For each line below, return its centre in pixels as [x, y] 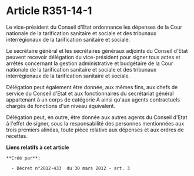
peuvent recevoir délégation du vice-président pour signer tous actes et [93, 57]
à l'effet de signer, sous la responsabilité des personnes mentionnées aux [95, 123]
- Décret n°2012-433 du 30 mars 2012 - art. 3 [71, 168]
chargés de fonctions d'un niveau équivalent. [61, 106]
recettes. [17, 136]
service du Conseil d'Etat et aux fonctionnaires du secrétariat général [90, 93]
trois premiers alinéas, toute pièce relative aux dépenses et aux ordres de [95, 130]
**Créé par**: [24, 158]
